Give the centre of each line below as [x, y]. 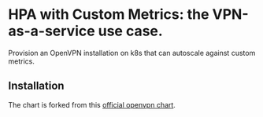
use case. [130, 31]
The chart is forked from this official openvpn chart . [92, 104]
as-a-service [52, 31]
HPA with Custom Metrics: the [109, 15]
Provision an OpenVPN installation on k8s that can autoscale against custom [132, 53]
